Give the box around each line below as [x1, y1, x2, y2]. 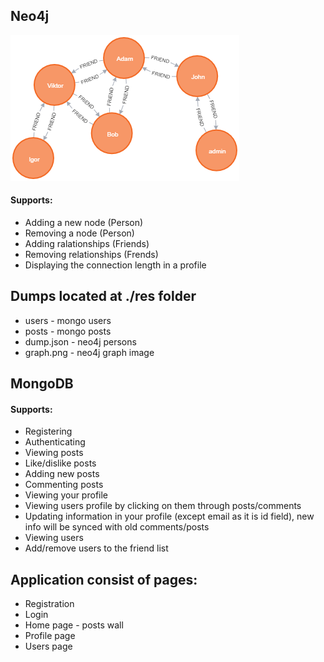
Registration [24, 598, 75, 610]
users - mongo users [24, 314, 112, 326]
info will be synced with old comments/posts [24, 521, 210, 533]
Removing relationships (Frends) [24, 249, 159, 261]
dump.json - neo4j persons [24, 335, 137, 348]
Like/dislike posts [24, 457, 97, 469]
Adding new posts [24, 468, 100, 480]
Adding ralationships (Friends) [24, 238, 150, 250]
